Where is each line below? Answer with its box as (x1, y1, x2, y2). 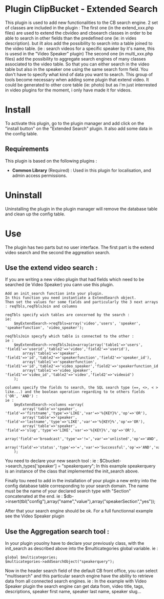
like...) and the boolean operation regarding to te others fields (5, 389, 145, 394)
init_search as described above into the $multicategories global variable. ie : (5, 546, 158, 552)
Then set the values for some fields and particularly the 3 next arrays (5, 299, 159, 305)
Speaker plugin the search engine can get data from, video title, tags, (5, 583, 144, 589)
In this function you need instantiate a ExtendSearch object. (5, 296, 137, 300)
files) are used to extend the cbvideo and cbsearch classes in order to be (5, 30, 152, 36)
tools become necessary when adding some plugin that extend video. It (5, 77, 149, 83)
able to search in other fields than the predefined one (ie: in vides (5, 35, 137, 41)
